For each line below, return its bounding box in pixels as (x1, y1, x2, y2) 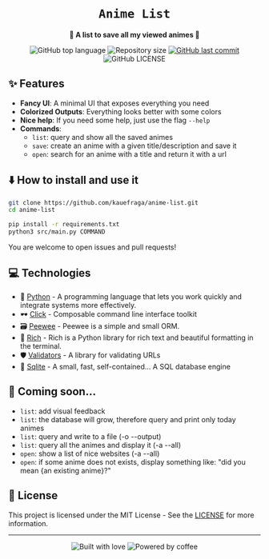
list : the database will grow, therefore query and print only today (19, 414, 236, 424)
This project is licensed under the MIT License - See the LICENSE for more (8, 510, 255, 520)
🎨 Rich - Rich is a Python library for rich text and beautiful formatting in (19, 333, 254, 342)
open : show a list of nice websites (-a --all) (19, 449, 160, 458)
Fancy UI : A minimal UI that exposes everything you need (19, 98, 210, 108)
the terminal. (19, 341, 62, 350)
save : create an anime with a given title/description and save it (31, 141, 237, 150)
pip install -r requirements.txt (8, 221, 120, 229)
